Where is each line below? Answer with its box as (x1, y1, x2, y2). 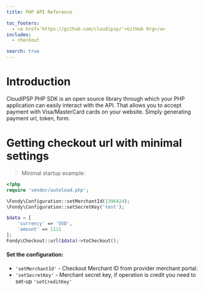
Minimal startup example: (21, 169, 86, 177)
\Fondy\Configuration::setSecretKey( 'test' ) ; (6, 204, 124, 210)
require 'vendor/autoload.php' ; (6, 187, 89, 193)
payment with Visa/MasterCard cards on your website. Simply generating (6, 108, 191, 115)
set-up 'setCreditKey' (15, 277, 72, 285)
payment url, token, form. (6, 114, 70, 122)
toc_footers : (6, 20, 40, 26)
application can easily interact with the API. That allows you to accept (6, 101, 182, 109)
